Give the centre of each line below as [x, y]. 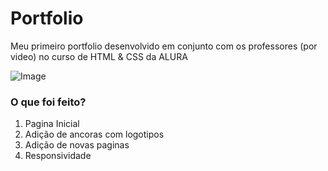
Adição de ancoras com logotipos [94, 134]
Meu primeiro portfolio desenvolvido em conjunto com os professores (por [164, 46]
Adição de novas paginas [77, 145]
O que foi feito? [48, 102]
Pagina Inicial [52, 124]
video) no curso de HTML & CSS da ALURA [99, 56]
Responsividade [58, 156]
